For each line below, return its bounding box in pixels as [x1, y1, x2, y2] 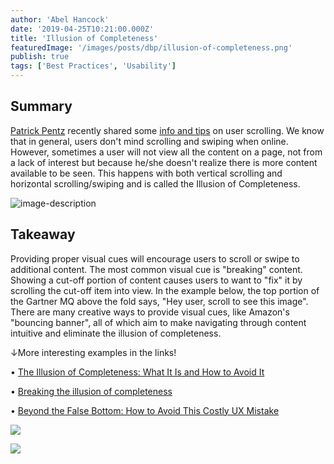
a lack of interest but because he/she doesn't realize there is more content [10, 156, 318, 168]
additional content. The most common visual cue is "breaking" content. [10, 263, 303, 275]
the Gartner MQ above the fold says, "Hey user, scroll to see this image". [10, 295, 309, 307]
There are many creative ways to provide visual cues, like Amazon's [10, 306, 290, 318]
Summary [10, 98, 73, 115]
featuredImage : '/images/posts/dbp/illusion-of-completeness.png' [10, 42, 293, 53]
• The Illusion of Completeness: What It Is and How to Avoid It [10, 366, 265, 378]
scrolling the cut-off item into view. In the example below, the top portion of [10, 284, 320, 296]
